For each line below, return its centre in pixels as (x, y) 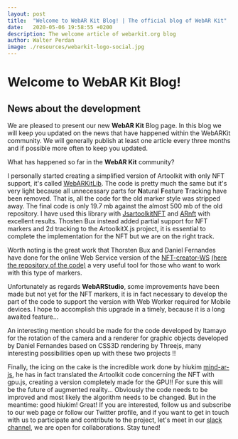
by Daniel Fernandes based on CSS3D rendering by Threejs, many (104, 345)
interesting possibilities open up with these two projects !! (92, 353)
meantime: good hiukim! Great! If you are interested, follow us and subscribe (119, 405)
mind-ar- (216, 367)
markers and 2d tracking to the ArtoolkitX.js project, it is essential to (107, 229)
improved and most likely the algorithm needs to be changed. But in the (112, 397)
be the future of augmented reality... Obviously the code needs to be (108, 390)
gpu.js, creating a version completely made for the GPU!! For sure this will (115, 382)
